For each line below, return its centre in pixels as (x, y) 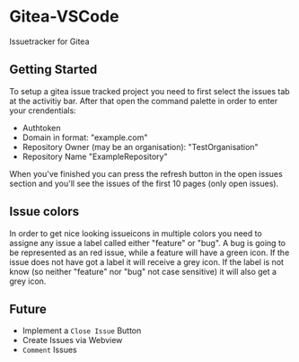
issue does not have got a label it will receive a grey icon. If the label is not (147, 261)
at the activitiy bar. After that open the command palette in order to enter (144, 101)
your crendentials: (43, 110)
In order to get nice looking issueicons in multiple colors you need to (136, 233)
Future (28, 309)
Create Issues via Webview (72, 340)
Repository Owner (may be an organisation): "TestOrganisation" (140, 146)
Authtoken (41, 128)
